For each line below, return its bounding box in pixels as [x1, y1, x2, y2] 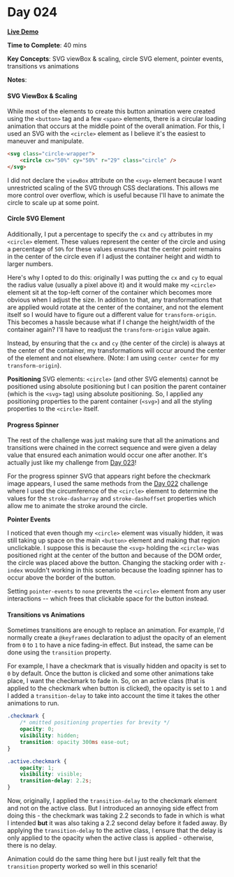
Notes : [7, 75, 27, 84]
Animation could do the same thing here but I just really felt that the [7, 855, 201, 863]
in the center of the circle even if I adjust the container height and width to [7, 252, 221, 260]
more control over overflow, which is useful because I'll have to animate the [7, 190, 225, 199]
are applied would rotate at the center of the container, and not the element [7, 302, 224, 311]
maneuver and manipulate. [7, 137, 84, 146]
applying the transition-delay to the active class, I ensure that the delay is [7, 827, 223, 834]
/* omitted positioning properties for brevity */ [20, 719, 170, 727]
